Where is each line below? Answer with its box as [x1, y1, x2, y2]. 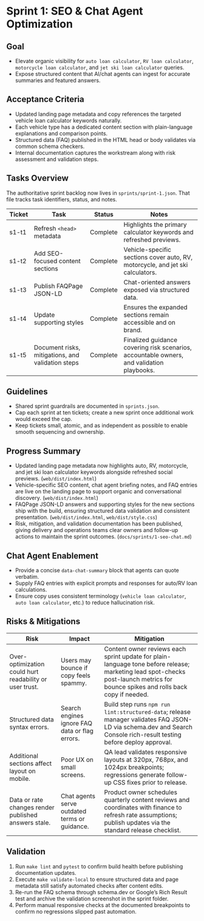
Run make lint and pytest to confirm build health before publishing [15, 863, 183, 870]
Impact [69, 634, 90, 643]
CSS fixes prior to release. [113, 778, 188, 786]
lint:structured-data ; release [104, 707, 191, 716]
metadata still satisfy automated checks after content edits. [15, 882, 164, 889]
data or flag [60, 726, 94, 735]
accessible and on [123, 318, 176, 326]
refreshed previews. [123, 235, 181, 244]
